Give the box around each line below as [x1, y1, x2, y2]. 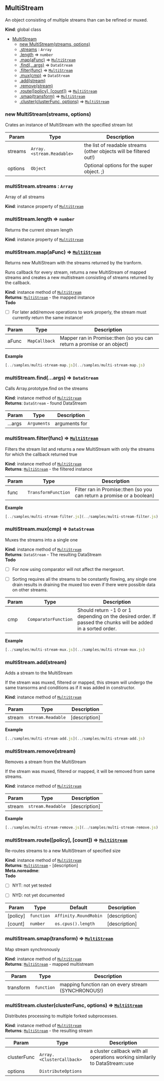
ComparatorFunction [27, 617, 73, 622]
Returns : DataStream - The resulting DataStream [5, 551, 102, 557]
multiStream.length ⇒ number [5, 216, 75, 223]
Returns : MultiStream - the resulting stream [5, 1028, 93, 1034]
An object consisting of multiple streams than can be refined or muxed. [5, 17, 148, 23]
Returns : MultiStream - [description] [5, 863, 78, 869]
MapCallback [27, 338, 55, 344]
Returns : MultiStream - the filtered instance [5, 466, 93, 472]
